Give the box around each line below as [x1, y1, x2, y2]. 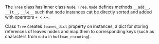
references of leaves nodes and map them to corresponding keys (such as [5, 29, 155, 34]
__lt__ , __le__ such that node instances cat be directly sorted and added [5, 9, 152, 15]
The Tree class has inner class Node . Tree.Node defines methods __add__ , [5, 4, 150, 10]
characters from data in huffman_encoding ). [5, 33, 91, 39]
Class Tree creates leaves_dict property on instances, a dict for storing [5, 23, 148, 29]
